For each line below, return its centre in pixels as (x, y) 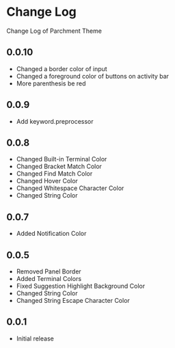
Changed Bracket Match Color (59, 166)
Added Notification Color (51, 234)
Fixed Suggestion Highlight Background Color (80, 286)
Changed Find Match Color (54, 174)
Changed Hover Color (47, 181)
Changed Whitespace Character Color (70, 188)
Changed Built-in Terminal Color (62, 159)
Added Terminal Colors (49, 279)
